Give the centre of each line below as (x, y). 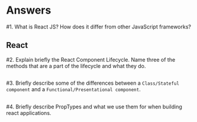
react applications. (29, 113)
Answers (29, 10)
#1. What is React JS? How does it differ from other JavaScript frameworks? (98, 27)
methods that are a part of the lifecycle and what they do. (76, 66)
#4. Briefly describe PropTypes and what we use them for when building (94, 107)
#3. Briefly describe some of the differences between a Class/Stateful (93, 83)
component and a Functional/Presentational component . (73, 89)
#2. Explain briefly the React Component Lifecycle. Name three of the (91, 59)
